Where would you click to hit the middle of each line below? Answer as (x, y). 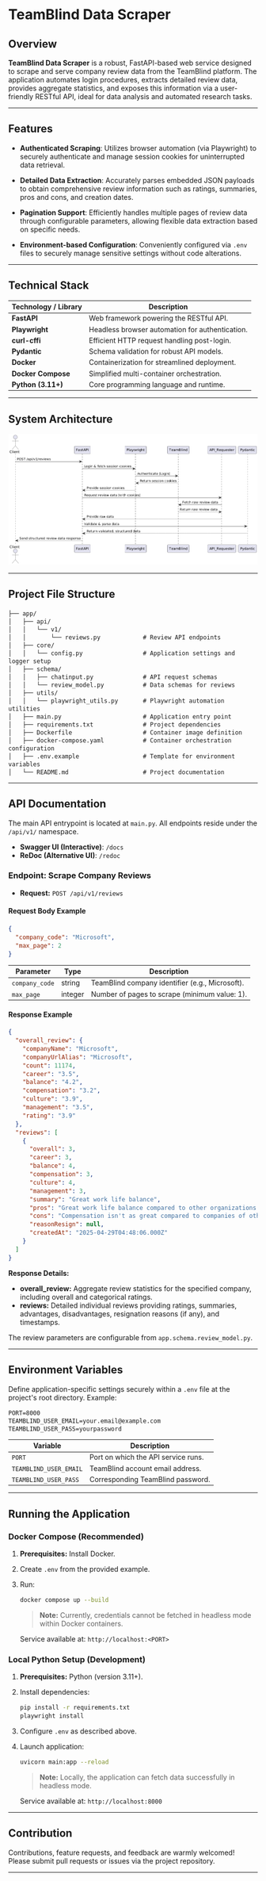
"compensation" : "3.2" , (62, 1091)
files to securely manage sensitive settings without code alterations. (131, 253)
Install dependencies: (55, 1692)
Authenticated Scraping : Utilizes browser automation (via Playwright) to (138, 147)
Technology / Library (47, 307)
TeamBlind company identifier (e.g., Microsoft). (167, 983)
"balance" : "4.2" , (53, 1082)
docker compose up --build (64, 1599)
